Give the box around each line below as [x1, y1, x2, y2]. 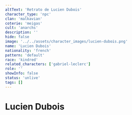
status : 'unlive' [5, 75, 41, 80]
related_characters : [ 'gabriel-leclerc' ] [5, 62, 91, 67]
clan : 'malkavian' [5, 16, 43, 21]
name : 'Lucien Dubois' [5, 44, 51, 48]
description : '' [5, 30, 38, 35]
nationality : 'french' [5, 48, 51, 53]
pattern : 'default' [5, 52, 45, 58]
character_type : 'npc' [5, 12, 51, 17]
